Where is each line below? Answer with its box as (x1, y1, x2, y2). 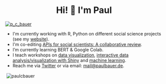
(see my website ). (12, 36, 49, 42)
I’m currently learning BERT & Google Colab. (12, 46, 103, 52)
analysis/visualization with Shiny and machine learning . (12, 57, 126, 63)
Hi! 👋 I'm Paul (55, 4, 112, 16)
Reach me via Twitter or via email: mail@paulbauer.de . (12, 62, 124, 68)
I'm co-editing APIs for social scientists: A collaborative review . (12, 41, 142, 47)
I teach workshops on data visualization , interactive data (12, 52, 129, 58)
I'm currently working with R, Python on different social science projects (12, 30, 161, 36)
